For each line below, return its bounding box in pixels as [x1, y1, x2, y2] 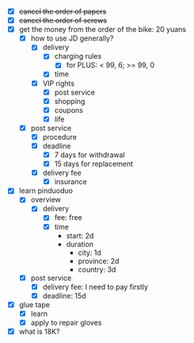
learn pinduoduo [18, 186, 73, 195]
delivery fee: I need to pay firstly [42, 282, 148, 291]
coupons [54, 105, 84, 114]
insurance [54, 177, 88, 187]
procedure [42, 132, 77, 141]
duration [66, 239, 94, 249]
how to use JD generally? [30, 33, 114, 43]
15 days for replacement [54, 159, 134, 169]
